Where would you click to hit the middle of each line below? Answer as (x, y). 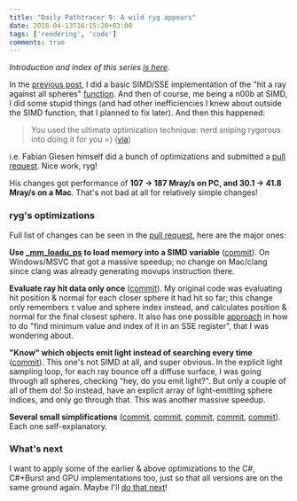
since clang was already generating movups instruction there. (122, 270)
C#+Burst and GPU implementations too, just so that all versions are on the (146, 478)
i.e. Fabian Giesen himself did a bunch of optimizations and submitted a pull (148, 157)
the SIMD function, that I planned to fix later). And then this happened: (137, 113)
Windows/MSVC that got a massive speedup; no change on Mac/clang (138, 262)
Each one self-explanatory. (59, 426)
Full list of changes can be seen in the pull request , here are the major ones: (148, 235)
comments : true (37, 42)
